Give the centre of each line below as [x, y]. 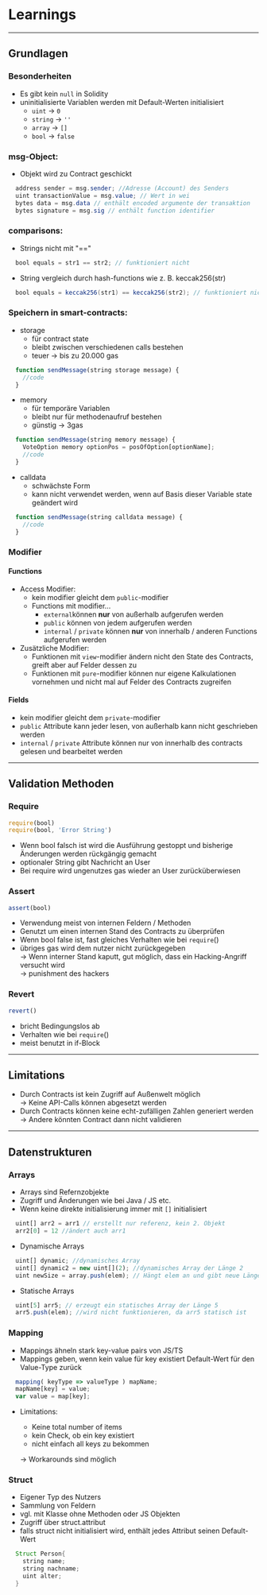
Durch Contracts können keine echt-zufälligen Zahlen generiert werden [137, 1111]
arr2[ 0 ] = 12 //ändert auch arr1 [71, 1231]
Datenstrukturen [50, 1152]
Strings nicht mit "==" [55, 248]
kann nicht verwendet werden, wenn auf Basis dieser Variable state [142, 494]
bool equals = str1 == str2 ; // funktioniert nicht [103, 263]
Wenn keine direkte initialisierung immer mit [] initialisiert [113, 1209]
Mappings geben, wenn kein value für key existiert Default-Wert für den [137, 1359]
